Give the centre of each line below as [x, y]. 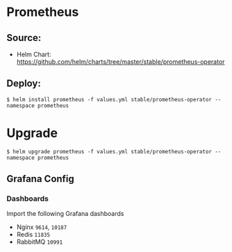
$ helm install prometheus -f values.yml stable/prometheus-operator [109, 99]
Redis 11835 [33, 235]
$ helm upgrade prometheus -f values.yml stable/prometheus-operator [109, 151]
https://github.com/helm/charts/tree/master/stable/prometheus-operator [121, 62]
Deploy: [24, 84]
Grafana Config [40, 179]
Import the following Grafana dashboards [65, 214]
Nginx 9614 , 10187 [42, 227]
